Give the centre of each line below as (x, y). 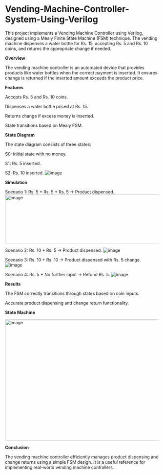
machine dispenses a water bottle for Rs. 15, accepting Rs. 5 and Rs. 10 (76, 43)
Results (13, 284)
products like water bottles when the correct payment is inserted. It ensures (81, 72)
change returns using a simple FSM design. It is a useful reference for (75, 462)
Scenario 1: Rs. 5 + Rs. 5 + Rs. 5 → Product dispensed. (60, 191)
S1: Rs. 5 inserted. (23, 163)
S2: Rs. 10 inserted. (24, 173)
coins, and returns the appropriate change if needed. (58, 48)
